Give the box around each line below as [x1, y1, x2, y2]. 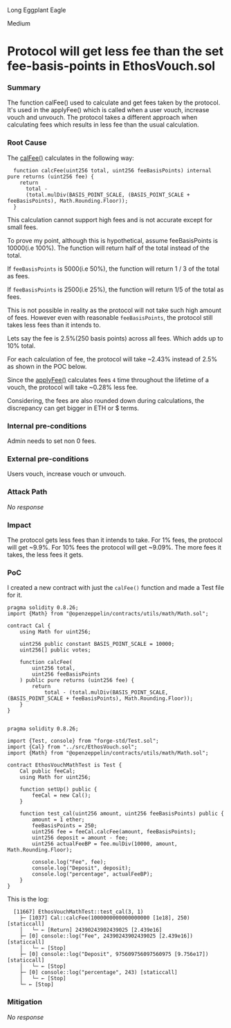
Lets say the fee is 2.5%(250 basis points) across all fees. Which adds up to [7, 334, 223, 342]
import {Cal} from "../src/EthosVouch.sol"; [7, 743, 138, 750]
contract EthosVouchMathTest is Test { [7, 761, 122, 769]
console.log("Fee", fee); [32, 858, 107, 866]
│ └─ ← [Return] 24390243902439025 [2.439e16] [19, 927, 163, 934]
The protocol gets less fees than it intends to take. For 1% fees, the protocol [7, 536, 223, 544]
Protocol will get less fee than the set [7, 44, 224, 60]
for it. [7, 591, 23, 599]
